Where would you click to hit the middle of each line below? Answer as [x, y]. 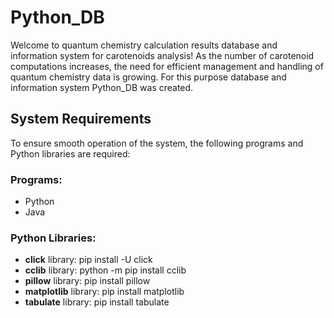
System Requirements [81, 119]
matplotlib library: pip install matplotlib [104, 292]
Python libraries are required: [70, 153]
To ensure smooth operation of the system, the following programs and [157, 143]
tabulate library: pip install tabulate [97, 302]
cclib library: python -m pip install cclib [105, 270]
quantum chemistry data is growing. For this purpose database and [148, 77]
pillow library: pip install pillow [87, 281]
